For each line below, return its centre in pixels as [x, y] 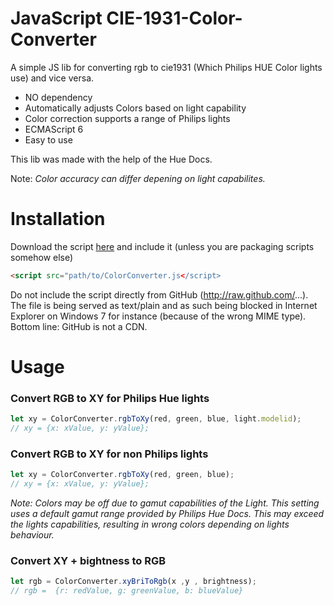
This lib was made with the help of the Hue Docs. [111, 159]
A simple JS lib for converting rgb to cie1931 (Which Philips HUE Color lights [166, 67]
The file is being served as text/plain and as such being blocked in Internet [164, 305]
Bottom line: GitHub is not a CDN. [79, 326]
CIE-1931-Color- [174, 18]
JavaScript [56, 18]
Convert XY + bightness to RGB [88, 560]
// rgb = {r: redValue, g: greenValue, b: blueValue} [127, 591]
